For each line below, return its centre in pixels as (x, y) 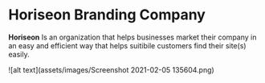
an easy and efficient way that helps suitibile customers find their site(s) (127, 45)
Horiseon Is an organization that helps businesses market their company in (132, 37)
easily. (19, 54)
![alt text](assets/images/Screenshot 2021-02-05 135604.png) (111, 69)
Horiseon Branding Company (107, 15)
